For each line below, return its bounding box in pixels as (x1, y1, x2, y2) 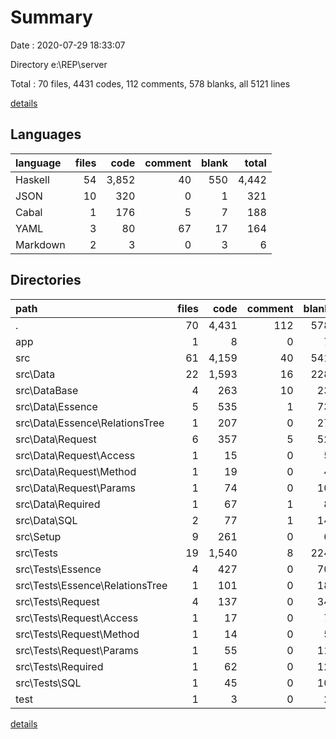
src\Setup (15, 529, 62, 543)
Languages (10, 126, 82, 143)
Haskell (15, 172, 50, 186)
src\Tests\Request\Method (15, 627, 140, 641)
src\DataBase (15, 383, 79, 397)
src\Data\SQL (15, 513, 78, 527)
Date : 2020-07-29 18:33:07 (10, 39, 126, 51)
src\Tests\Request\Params (15, 643, 140, 657)
